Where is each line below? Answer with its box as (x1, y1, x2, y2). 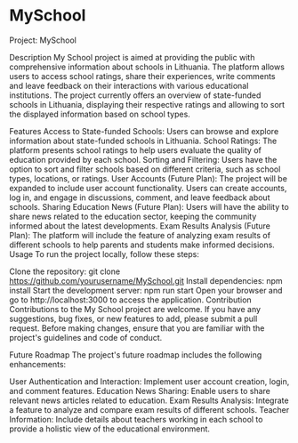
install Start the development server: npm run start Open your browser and (9, 285, 283, 295)
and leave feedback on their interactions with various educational (9, 80, 249, 91)
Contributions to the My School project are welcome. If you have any (9, 303, 261, 314)
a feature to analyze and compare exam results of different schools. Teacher (9, 404, 290, 415)
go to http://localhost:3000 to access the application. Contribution (9, 294, 252, 305)
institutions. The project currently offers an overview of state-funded (9, 90, 262, 101)
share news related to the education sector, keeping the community (9, 211, 257, 221)
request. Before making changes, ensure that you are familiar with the (9, 322, 265, 334)
